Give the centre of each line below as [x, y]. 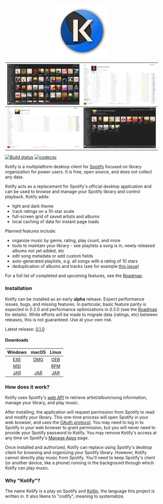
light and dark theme [33, 206]
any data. [14, 177]
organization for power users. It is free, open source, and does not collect [79, 172]
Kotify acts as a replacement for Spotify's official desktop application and [78, 187]
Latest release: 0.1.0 [25, 329]
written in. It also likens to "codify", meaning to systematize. [65, 496]
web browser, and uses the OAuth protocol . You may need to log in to [74, 422]
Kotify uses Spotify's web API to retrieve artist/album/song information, [76, 397]
